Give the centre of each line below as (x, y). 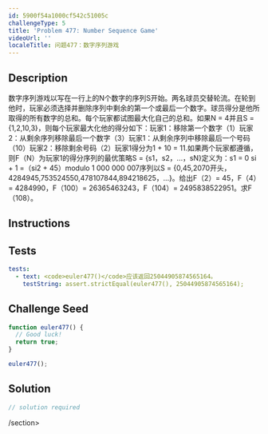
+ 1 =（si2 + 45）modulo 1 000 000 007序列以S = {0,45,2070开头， (120, 168)
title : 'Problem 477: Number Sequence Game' (83, 30)
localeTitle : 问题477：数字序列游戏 (64, 46)
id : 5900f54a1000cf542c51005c (59, 16)
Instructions (39, 223)
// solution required (44, 407)
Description (38, 78)
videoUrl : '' (30, 38)
